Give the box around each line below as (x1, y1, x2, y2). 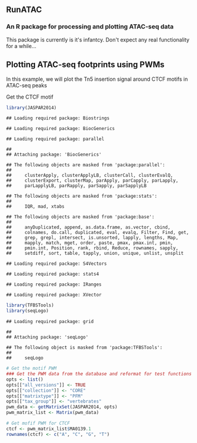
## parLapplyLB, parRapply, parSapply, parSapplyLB (6, 183, 147, 189)
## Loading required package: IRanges (6, 281, 102, 287)
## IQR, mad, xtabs (6, 204, 65, 210)
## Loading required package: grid (6, 319, 94, 325)
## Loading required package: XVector (6, 292, 102, 298)
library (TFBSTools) (6, 302, 54, 308)
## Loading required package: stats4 (6, 271, 99, 277)
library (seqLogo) (6, 308, 49, 314)
